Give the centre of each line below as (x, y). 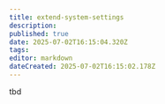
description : (33, 26)
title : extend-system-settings (67, 17)
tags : (19, 50)
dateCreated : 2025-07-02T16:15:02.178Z (82, 67)
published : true (39, 33)
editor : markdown (41, 58)
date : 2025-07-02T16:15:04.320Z (68, 42)
